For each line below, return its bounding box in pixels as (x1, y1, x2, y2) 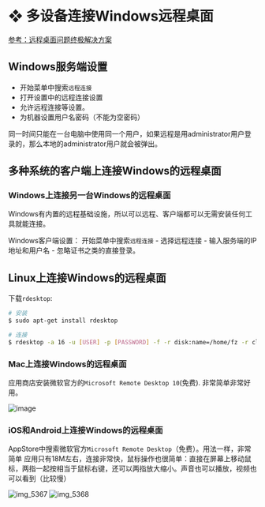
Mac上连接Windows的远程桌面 (8, 359, 128, 370)
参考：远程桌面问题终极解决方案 (8, 35, 112, 44)
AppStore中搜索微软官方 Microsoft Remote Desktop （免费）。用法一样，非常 (8, 444, 252, 454)
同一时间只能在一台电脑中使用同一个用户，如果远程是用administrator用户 (8, 129, 244, 138)
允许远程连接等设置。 (19, 102, 89, 111)
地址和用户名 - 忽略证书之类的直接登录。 (8, 246, 140, 255)
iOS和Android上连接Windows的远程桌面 (8, 424, 163, 435)
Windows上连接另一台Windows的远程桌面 (8, 190, 171, 201)
